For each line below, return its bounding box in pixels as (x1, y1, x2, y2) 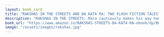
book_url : (5, 20, 25, 25)
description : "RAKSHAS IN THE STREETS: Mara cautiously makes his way (5, 16, 152, 21)
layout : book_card (5, 7, 42, 12)
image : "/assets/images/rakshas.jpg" (5, 25, 82, 30)
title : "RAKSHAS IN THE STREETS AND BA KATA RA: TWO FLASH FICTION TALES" (5, 12, 161, 16)
